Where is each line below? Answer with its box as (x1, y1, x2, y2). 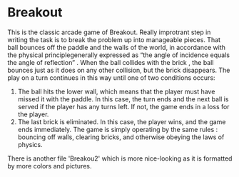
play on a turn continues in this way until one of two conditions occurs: (7, 73, 215, 82)
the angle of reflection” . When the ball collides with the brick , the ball (7, 58, 214, 66)
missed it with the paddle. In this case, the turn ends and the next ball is (17, 94, 229, 103)
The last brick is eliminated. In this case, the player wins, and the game (17, 117, 226, 126)
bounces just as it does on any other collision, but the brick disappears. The (7, 66, 230, 74)
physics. (17, 140, 43, 148)
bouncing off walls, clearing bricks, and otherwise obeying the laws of (17, 133, 225, 141)
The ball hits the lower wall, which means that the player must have (17, 87, 215, 96)
